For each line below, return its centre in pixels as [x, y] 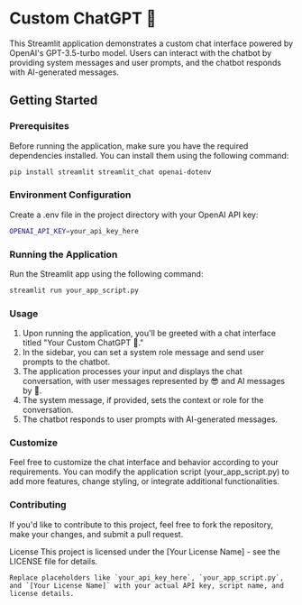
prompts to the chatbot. [66, 362]
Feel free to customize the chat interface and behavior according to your [144, 463]
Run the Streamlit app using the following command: [106, 273]
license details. [42, 593]
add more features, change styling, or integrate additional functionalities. [144, 481]
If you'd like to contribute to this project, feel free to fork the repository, [142, 524]
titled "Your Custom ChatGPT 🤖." [83, 343]
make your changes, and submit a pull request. [96, 534]
